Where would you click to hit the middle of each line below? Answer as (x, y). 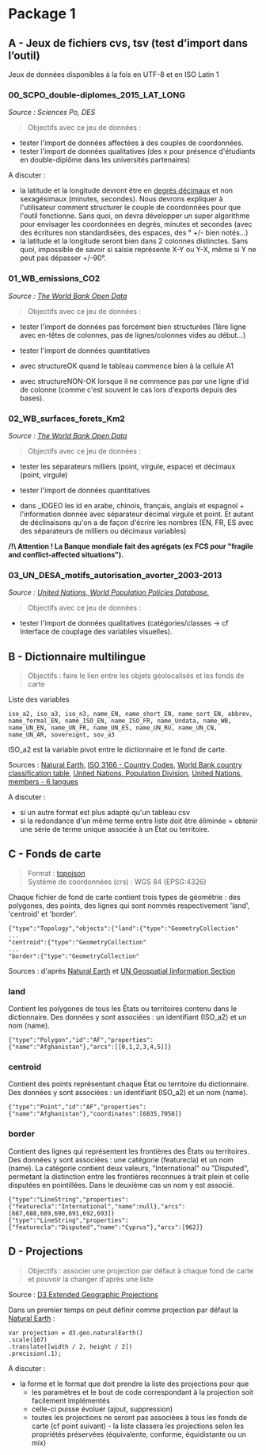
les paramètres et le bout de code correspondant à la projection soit (142, 1392)
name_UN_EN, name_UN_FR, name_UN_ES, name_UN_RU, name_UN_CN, (113, 728)
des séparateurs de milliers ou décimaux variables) (103, 530)
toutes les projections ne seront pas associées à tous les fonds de (139, 1417)
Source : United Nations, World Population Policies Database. (109, 592)
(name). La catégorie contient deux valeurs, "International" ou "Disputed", (129, 1168)
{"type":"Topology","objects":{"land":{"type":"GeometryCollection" (123, 929)
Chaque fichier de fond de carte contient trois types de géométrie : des (125, 897)
